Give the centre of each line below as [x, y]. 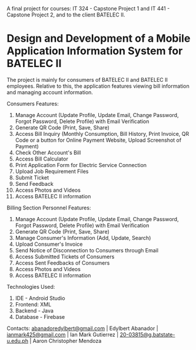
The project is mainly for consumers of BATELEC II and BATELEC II [87, 79]
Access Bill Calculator [41, 159]
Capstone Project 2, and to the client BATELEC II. [66, 15]
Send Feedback [34, 184]
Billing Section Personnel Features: [49, 208]
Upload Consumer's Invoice [49, 244]
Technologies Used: [31, 286]
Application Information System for [95, 51]
